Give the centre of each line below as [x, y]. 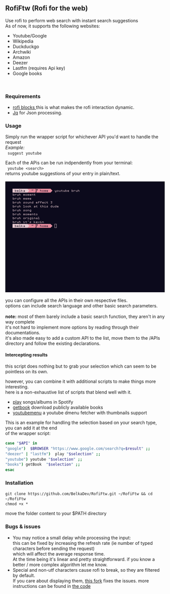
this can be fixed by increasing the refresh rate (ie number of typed [83, 543]
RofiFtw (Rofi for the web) [47, 8]
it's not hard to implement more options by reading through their [72, 327]
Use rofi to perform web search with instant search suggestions [72, 20]
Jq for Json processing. [37, 113]
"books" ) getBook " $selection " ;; [43, 465]
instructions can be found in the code [52, 586]
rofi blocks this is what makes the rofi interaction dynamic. [73, 107]
